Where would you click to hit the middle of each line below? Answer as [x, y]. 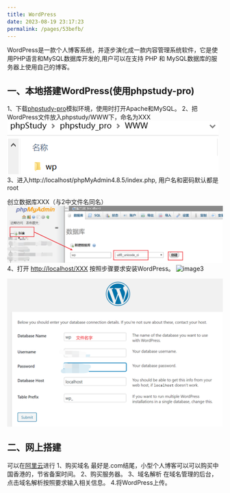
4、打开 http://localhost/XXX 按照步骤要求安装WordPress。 [91, 268]
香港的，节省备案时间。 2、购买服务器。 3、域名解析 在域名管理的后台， [115, 474]
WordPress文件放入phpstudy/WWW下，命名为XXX [79, 117]
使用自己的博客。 [49, 67]
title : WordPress [32, 14]
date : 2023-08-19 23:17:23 [46, 22]
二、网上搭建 [34, 447]
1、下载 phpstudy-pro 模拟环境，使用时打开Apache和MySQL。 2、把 [103, 109]
